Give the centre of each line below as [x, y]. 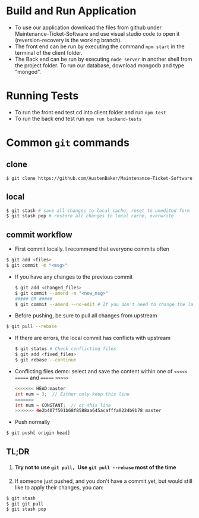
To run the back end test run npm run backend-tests [78, 118]
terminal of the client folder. [48, 52]
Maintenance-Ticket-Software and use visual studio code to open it [97, 33]
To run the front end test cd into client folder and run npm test [90, 112]
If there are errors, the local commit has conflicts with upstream [93, 338]
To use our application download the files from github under [88, 27]
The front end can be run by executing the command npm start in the [100, 46]
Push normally [32, 422]
